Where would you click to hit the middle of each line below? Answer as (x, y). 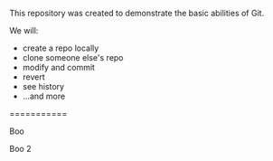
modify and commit (58, 67)
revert (33, 77)
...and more (44, 96)
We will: (24, 30)
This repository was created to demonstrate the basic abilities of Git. (137, 13)
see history (43, 86)
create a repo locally (61, 48)
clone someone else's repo (73, 57)
